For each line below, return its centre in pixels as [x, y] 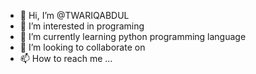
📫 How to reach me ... [66, 58]
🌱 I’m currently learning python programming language [133, 36]
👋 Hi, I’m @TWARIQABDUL [74, 15]
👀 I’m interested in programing [82, 26]
